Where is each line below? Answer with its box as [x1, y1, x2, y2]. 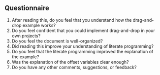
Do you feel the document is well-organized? [11, 38, 103, 44]
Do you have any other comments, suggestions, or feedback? [11, 64, 137, 70]
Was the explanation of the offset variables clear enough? [11, 59, 129, 65]
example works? [22, 22, 56, 28]
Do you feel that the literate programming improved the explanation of [11, 48, 154, 54]
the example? [11, 54, 39, 60]
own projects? [11, 33, 41, 38]
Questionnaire [4, 4, 50, 12]
